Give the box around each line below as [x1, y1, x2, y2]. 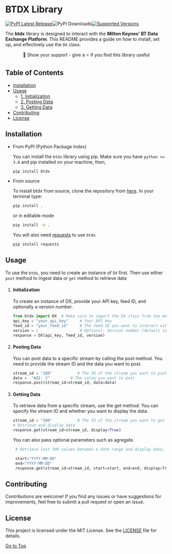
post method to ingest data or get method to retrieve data [5, 275, 127, 281]
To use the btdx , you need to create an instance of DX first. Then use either [5, 270, 163, 276]
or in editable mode [12, 213, 54, 219]
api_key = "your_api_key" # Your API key [12, 318, 112, 323]
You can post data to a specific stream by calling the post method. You [12, 355, 163, 361]
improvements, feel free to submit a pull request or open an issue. [5, 499, 145, 505]
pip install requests [12, 242, 59, 247]
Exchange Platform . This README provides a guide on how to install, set [5, 36, 160, 42]
